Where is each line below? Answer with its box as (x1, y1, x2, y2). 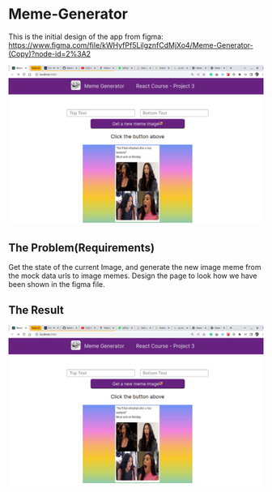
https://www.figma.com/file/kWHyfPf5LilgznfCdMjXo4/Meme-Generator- (8, 40, 253, 49)
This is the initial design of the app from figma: (8, 32, 164, 41)
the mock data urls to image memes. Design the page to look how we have (8, 271, 257, 280)
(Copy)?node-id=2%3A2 (8, 49, 91, 58)
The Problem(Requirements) (8, 241, 155, 255)
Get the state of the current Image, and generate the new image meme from (8, 263, 261, 272)
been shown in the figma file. (8, 280, 105, 289)
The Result (8, 303, 65, 317)
